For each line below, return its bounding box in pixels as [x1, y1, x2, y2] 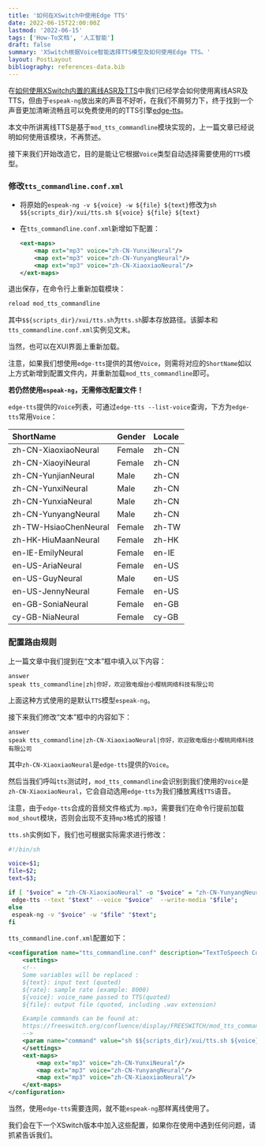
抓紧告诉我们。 [8, 1130, 57, 1140]
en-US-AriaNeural [12, 560, 82, 572]
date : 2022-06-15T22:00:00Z [8, 19, 101, 27]
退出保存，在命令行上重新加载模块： [8, 284, 126, 293]
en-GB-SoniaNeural [12, 598, 88, 609]
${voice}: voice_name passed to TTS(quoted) [22, 993, 171, 1001]
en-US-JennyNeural [12, 586, 90, 597]
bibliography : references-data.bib [8, 63, 125, 71]
